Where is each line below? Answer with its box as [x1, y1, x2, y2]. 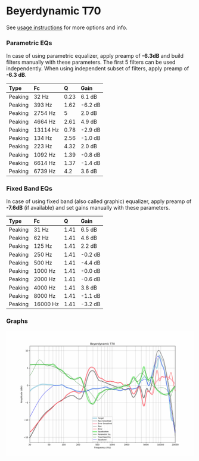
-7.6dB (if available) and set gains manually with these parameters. [6, 204, 170, 211]
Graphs [6, 317, 28, 325]
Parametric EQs [6, 39, 52, 47]
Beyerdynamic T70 [6, 4, 101, 18]
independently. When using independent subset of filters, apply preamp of [6, 65, 189, 72]
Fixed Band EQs [6, 184, 52, 192]
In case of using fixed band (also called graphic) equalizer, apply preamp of [6, 198, 192, 205]
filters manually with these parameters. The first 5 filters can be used [6, 58, 176, 66]
